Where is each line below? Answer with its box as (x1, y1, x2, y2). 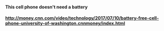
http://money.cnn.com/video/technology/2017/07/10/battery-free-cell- (5, 15, 159, 21)
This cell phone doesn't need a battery (5, 4, 88, 10)
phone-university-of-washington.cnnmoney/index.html (5, 20, 125, 27)
